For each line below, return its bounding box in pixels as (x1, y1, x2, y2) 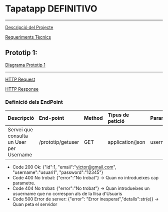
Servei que (7, 126, 33, 133)
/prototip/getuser (39, 139, 79, 146)
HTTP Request (5, 76, 35, 82)
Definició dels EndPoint (5, 98, 63, 105)
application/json (107, 139, 146, 146)
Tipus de (107, 111, 129, 118)
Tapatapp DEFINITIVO (5, 3, 97, 15)
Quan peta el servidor (12, 201, 57, 207)
